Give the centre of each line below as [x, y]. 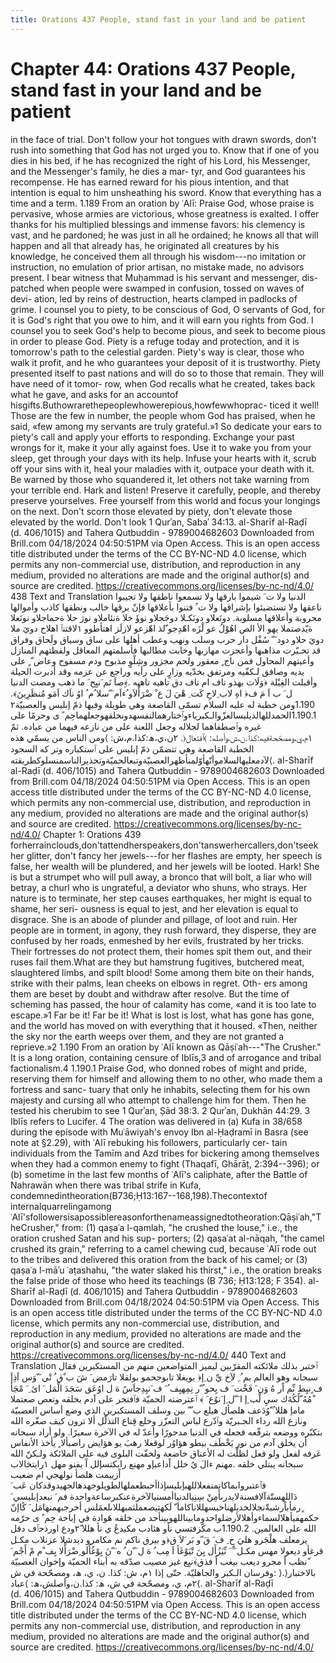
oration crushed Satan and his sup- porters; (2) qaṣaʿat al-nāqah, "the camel [167, 1238]
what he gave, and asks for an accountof [94, 394]
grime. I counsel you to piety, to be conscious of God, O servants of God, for [167, 309]
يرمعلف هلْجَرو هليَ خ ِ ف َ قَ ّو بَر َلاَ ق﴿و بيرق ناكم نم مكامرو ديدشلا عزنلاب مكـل [159, 1539]
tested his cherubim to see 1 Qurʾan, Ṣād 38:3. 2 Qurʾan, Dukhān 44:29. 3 [160, 1110]
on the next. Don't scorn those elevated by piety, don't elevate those [151, 511]
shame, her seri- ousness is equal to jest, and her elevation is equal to [154, 908]
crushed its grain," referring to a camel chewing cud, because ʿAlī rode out [163, 1248]
